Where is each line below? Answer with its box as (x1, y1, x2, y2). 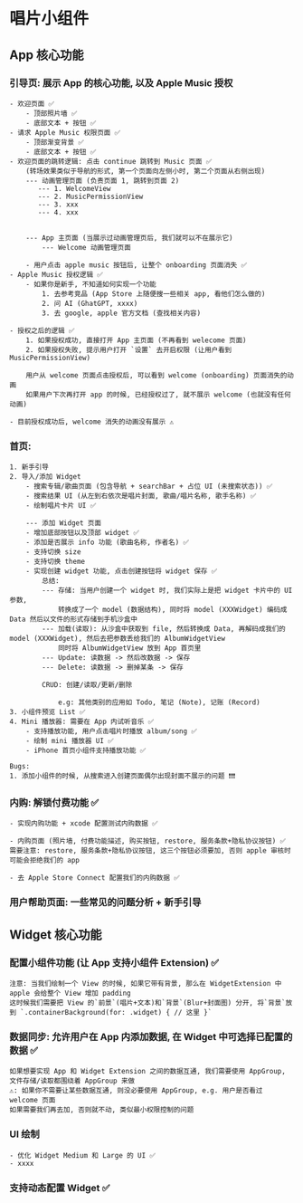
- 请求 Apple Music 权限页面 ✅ (9, 128, 120, 137)
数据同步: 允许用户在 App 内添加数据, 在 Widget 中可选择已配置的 (9, 1031, 293, 1043)
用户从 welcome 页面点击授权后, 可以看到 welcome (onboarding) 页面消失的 (25, 370, 288, 380)
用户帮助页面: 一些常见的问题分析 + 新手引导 (9, 896, 202, 909)
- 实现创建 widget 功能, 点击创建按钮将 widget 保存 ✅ (25, 567, 218, 576)
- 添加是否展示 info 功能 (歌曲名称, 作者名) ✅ (25, 538, 190, 548)
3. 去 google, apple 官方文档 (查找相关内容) (42, 309, 202, 318)
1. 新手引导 (9, 463, 50, 472)
